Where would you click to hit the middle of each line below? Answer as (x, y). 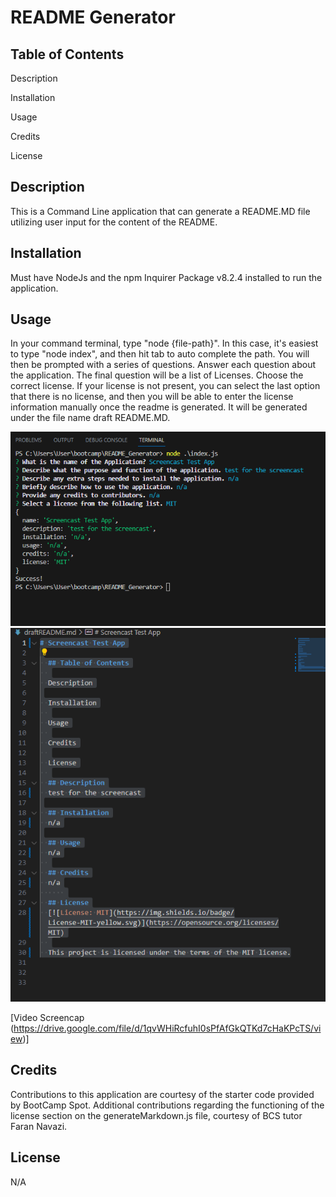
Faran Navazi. (39, 1126)
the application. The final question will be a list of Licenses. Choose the (157, 375)
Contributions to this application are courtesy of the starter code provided (162, 1094)
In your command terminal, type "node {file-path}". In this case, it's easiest (164, 343)
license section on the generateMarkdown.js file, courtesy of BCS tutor (156, 1115)
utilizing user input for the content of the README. (114, 222)
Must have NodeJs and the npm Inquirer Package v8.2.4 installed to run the (166, 277)
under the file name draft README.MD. (90, 418)
